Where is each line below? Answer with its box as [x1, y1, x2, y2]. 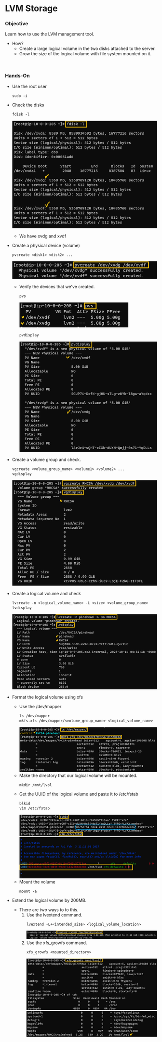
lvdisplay [12, 605, 32, 610]
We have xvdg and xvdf [19, 233, 67, 239]
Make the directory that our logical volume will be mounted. [19, 773, 137, 778]
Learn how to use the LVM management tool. [5, 31, 94, 37]
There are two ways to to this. [19, 907, 79, 913]
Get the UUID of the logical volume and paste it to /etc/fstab [19, 791, 138, 797]
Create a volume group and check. [12, 457, 81, 462]
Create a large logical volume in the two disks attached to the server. [19, 46, 156, 51]
